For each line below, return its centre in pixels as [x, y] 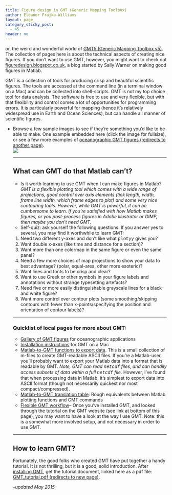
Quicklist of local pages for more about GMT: [70, 328]
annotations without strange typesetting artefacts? [73, 282]
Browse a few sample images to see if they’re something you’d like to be [89, 129]
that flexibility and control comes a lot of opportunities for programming [81, 102]
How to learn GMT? [44, 448]
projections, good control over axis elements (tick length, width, [88, 195]
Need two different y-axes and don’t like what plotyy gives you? [89, 238]
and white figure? [39, 293]
